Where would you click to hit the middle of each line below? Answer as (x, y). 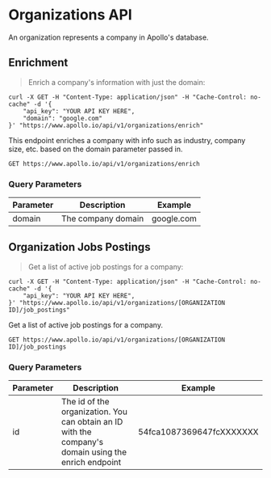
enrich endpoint (91, 463)
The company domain (102, 218)
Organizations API (71, 15)
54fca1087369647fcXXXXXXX (198, 432)
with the (76, 432)
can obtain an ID (92, 422)
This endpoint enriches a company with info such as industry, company (127, 140)
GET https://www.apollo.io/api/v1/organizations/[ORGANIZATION (117, 340)
